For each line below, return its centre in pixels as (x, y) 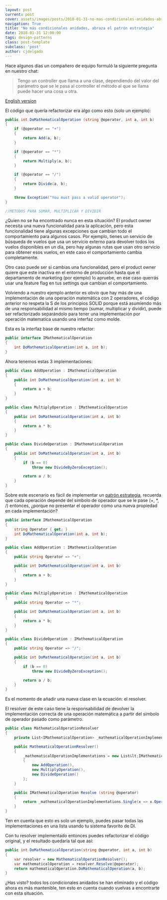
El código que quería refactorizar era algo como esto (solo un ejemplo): (78, 111)
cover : (12, 19)
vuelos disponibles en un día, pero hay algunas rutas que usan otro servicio (83, 247)
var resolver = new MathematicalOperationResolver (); (71, 859)
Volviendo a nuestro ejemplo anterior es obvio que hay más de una (74, 293)
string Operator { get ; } (41, 529)
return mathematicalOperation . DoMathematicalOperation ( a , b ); (80, 869)
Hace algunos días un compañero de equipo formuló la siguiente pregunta (81, 66)
